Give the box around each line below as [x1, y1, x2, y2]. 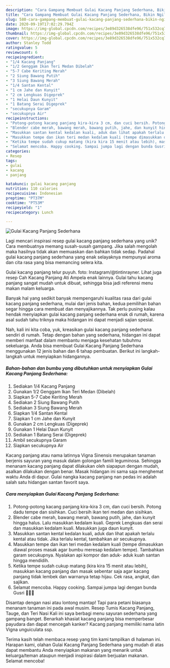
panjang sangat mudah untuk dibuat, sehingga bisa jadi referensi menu [6, 280, 153, 286]
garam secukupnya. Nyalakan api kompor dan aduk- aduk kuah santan [13, 552, 160, 558]
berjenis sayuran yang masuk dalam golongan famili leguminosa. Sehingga [6, 458, 161, 464]
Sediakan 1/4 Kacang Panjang [13, 383, 75, 389]
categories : [6, 149, 31, 154]
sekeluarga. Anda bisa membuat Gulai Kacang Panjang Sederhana [6, 343, 143, 349]
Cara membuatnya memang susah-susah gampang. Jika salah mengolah [6, 243, 157, 249]
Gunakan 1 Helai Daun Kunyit [13, 426, 73, 432]
